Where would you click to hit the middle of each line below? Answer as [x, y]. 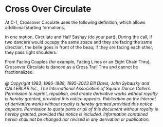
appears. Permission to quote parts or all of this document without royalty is [81, 109]
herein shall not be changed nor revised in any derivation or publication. [77, 119]
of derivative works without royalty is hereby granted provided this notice [79, 104]
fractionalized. [19, 72]
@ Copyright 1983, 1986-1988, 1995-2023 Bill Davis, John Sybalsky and [77, 83]
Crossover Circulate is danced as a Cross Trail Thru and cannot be [72, 67]
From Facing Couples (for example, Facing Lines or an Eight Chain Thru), [78, 62]
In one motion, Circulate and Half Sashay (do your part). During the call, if [79, 37]
